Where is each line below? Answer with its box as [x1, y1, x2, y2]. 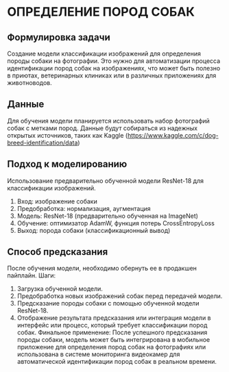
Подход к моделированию [7, 158, 128, 170]
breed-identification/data [7, 138, 78, 147]
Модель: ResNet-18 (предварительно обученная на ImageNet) [16, 212, 199, 220]
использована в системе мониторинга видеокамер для [16, 350, 180, 358]
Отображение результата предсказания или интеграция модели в [16, 314, 211, 322]
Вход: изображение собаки [16, 197, 97, 206]
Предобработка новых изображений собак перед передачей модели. [16, 292, 223, 300]
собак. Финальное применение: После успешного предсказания [16, 328, 208, 336]
